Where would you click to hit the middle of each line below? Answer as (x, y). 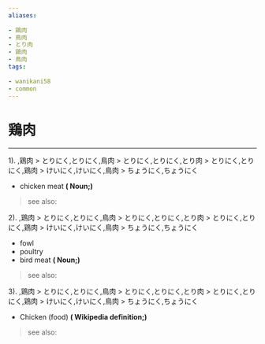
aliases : (22, 15)
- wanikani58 (30, 81)
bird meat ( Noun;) (50, 260)
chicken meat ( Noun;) (56, 187)
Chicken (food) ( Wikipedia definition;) (83, 317)
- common (22, 89)
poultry (31, 252)
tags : (17, 67)
